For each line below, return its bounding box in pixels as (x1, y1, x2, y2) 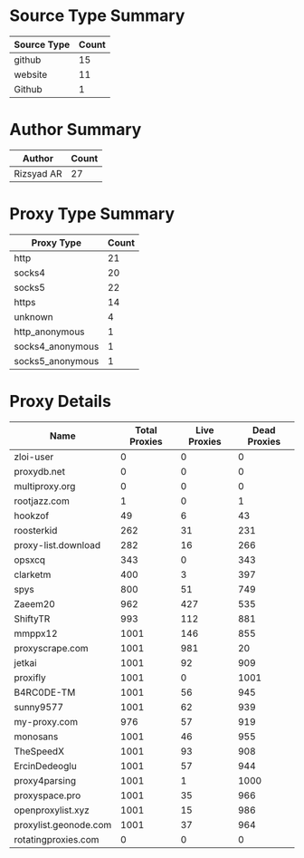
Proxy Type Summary (9, 204, 175, 225)
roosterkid (14, 524, 58, 536)
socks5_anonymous (14, 354, 100, 367)
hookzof (14, 509, 50, 522)
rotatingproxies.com (14, 833, 100, 845)
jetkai (14, 656, 38, 669)
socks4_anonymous (14, 340, 100, 352)
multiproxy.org (14, 479, 76, 492)
